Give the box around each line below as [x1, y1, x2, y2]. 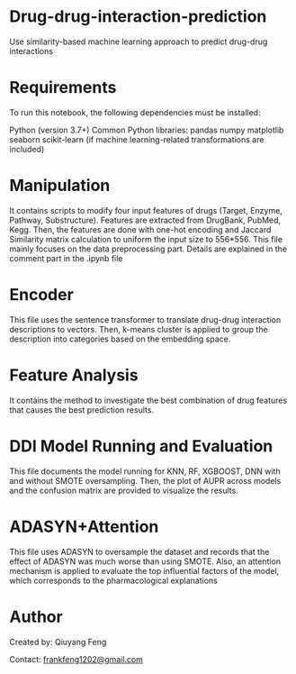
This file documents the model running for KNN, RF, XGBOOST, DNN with [9, 466, 281, 477]
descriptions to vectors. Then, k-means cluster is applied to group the [9, 323, 268, 334]
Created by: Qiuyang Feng [9, 636, 107, 647]
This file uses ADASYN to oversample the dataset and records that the [9, 546, 270, 557]
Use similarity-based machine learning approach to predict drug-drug [9, 36, 268, 47]
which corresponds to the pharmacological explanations [9, 575, 218, 586]
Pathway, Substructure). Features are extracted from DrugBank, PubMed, [9, 214, 282, 225]
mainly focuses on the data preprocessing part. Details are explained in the [9, 243, 288, 254]
